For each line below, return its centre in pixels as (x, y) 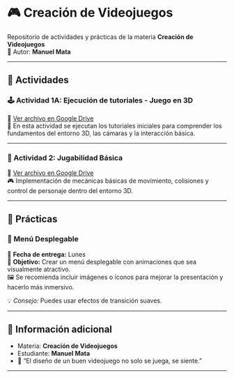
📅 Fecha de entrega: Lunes (46, 254)
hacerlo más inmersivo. (41, 287)
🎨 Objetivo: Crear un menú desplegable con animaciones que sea (102, 262)
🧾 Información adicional (60, 329)
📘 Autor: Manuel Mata (39, 52)
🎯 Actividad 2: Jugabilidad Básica (65, 158)
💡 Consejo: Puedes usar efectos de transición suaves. (85, 301)
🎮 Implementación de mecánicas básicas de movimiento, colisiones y (108, 181)
